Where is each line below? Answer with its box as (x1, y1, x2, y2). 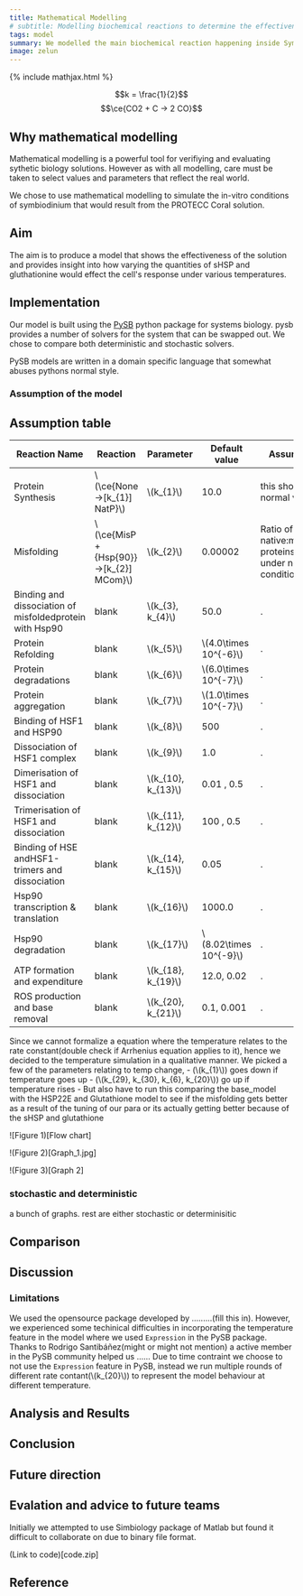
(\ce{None (94, 480, 139, 493)
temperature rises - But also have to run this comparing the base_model (9, 1084, 277, 1095)
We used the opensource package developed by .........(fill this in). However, (9, 1313, 291, 1323)
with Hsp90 (14, 622, 63, 635)
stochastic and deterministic (9, 1188, 138, 1201)
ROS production (14, 990, 81, 1003)
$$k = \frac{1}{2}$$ (114, 89, 189, 100)
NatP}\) (94, 503, 126, 515)
